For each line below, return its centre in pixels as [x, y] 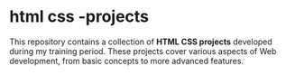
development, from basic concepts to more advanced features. [127, 61]
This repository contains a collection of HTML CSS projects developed [141, 42]
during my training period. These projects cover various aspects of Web [143, 51]
